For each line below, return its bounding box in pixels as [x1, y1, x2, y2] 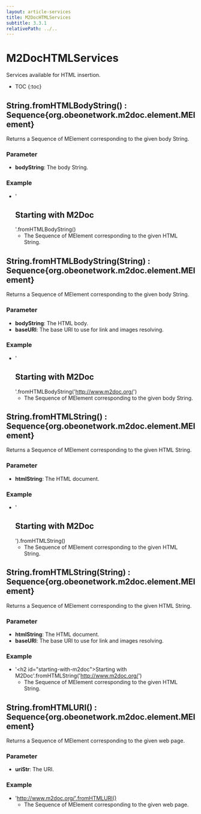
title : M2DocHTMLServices [6, 14, 71, 20]
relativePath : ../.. [6, 25, 58, 32]
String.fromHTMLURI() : [6, 702, 97, 712]
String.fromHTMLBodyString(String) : [6, 256, 151, 266]
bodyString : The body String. [14, 164, 89, 171]
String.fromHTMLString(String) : [6, 568, 131, 578]
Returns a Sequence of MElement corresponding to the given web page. [6, 737, 185, 744]
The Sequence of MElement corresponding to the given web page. [23, 801, 189, 808]
